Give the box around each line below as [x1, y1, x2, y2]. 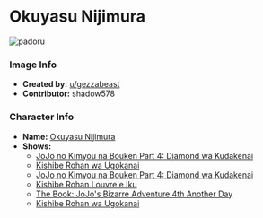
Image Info [9, 58, 57, 71]
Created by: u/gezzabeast [22, 79, 120, 90]
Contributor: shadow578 [22, 88, 115, 100]
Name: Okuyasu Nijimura [22, 131, 116, 142]
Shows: [22, 141, 52, 152]
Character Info [9, 110, 75, 123]
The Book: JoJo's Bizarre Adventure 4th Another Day [35, 188, 233, 199]
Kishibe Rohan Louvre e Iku [35, 179, 137, 189]
